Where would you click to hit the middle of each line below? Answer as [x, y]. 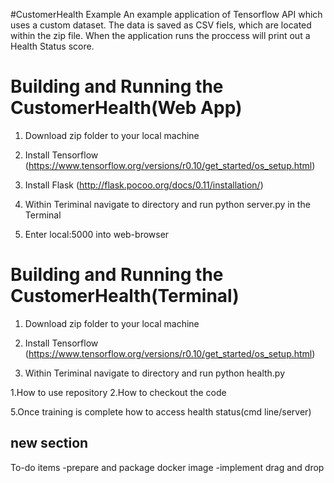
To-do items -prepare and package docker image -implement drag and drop [167, 467]
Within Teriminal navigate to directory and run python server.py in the [167, 204]
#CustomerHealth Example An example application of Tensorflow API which [166, 14]
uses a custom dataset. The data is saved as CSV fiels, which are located [161, 25]
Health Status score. [52, 46]
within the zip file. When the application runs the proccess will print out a [160, 35]
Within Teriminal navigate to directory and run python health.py [155, 373]
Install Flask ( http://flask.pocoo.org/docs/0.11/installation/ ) [144, 185]
